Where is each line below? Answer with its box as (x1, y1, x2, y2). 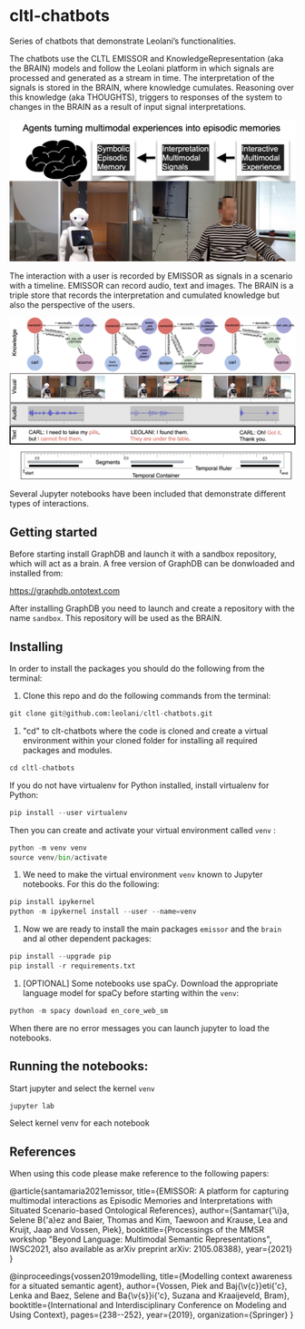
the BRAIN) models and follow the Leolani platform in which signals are (9, 63, 274, 74)
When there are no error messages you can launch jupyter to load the (9, 1022, 271, 1033)
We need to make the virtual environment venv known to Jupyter (22, 869, 263, 881)
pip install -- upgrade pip (9, 952, 112, 961)
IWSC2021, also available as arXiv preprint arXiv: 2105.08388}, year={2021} (9, 1244, 293, 1255)
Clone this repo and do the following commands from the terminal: (22, 691, 271, 702)
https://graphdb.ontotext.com (9, 586, 121, 596)
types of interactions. (9, 498, 89, 509)
